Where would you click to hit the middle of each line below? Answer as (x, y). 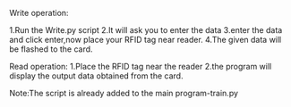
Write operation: (39, 13)
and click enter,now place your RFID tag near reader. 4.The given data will (145, 40)
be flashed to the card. (51, 49)
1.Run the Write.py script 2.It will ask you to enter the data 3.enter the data (146, 30)
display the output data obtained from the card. (96, 76)
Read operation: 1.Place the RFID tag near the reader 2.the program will (141, 66)
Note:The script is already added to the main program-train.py (124, 93)
